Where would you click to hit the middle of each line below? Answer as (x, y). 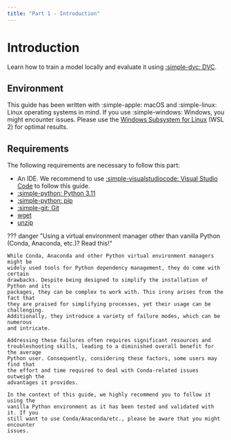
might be (20, 262)
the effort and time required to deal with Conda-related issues (103, 371)
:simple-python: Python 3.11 (56, 193)
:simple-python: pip (45, 201)
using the (21, 401)
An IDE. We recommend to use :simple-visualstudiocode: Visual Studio (118, 179)
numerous (20, 322)
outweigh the (26, 377)
